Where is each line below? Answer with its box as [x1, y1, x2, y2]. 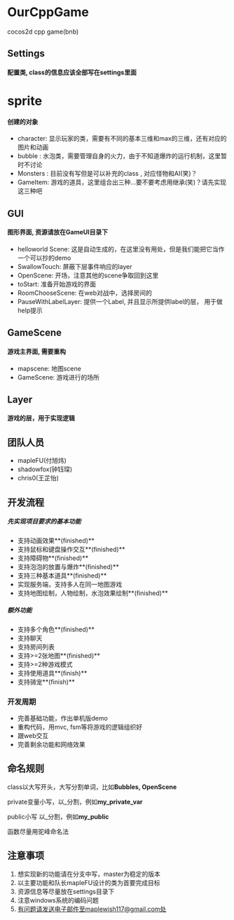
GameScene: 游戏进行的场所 [17, 372, 100, 382]
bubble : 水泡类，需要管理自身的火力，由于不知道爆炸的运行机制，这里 [17, 152, 221, 160]
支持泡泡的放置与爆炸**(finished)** [17, 562, 119, 571]
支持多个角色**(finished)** [17, 625, 95, 634]
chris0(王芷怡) [17, 474, 60, 482]
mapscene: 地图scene [17, 364, 82, 372]
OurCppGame [7, 4, 89, 20]
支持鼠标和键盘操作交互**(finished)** [17, 545, 125, 553]
